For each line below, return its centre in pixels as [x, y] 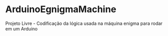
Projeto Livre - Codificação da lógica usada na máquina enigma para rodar [84, 23]
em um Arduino [22, 28]
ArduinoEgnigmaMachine [61, 9]
